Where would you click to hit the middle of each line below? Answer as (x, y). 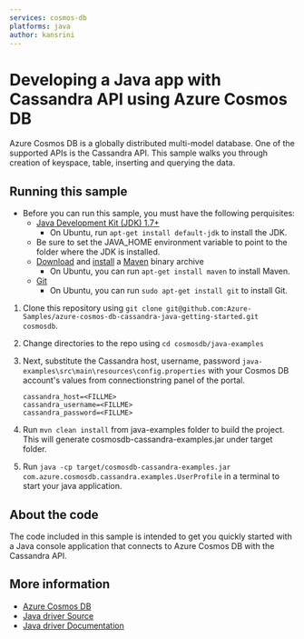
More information (60, 584)
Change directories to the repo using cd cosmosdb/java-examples (143, 344)
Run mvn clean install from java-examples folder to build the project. (153, 430)
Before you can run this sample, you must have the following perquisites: (158, 214)
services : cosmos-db (49, 18)
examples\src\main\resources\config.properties (114, 372)
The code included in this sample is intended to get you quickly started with (151, 536)
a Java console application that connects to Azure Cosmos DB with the (142, 545)
